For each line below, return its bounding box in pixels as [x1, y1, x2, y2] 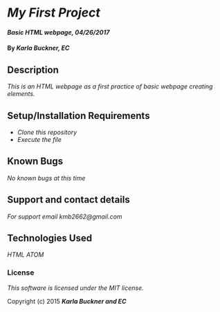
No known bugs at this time [7, 174, 86, 182]
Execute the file [17, 136, 62, 143]
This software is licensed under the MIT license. [7, 284, 144, 292]
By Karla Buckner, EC [7, 44, 70, 53]
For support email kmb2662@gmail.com [7, 212, 122, 221]
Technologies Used [7, 232, 92, 244]
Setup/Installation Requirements [7, 109, 150, 122]
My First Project [7, 5, 100, 21]
